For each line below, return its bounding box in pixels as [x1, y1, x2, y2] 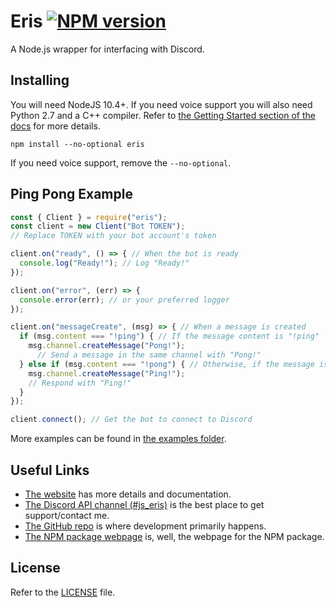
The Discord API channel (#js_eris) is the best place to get [24, 499, 265, 510]
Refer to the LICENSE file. [10, 586, 116, 598]
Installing [10, 72, 70, 89]
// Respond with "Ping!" [28, 378, 132, 388]
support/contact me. [24, 510, 110, 521]
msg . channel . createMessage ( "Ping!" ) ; [28, 368, 186, 379]
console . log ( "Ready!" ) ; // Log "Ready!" [19, 258, 190, 269]
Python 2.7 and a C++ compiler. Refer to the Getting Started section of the [10, 109, 316, 121]
